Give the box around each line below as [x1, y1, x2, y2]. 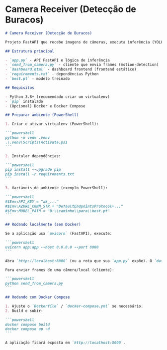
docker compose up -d [5, 327, 50, 332]
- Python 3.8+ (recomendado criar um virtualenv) [5, 94, 110, 99]
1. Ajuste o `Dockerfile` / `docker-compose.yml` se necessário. [5, 304, 143, 309]
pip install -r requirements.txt [5, 172, 75, 177]
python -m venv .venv [5, 135, 50, 140]
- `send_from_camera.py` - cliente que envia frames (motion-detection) [5, 62, 159, 67]
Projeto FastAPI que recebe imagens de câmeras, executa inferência [5, 39, 150, 44]
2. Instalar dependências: [5, 153, 61, 158]
